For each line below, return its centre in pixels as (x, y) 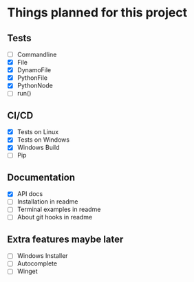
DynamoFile (34, 70)
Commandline (37, 54)
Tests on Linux (38, 132)
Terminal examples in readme (59, 209)
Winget (27, 271)
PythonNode (35, 86)
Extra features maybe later (65, 239)
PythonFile (32, 78)
